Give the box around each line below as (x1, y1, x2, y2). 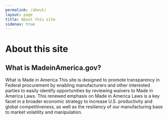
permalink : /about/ (5, 7, 47, 13)
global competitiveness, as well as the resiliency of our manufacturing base (5, 104, 163, 110)
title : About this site (5, 17, 56, 22)
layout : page (5, 12, 33, 17)
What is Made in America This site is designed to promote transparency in (5, 77, 160, 83)
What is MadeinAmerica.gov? (5, 63, 102, 72)
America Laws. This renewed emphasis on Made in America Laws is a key (5, 93, 160, 99)
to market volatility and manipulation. (5, 109, 83, 115)
